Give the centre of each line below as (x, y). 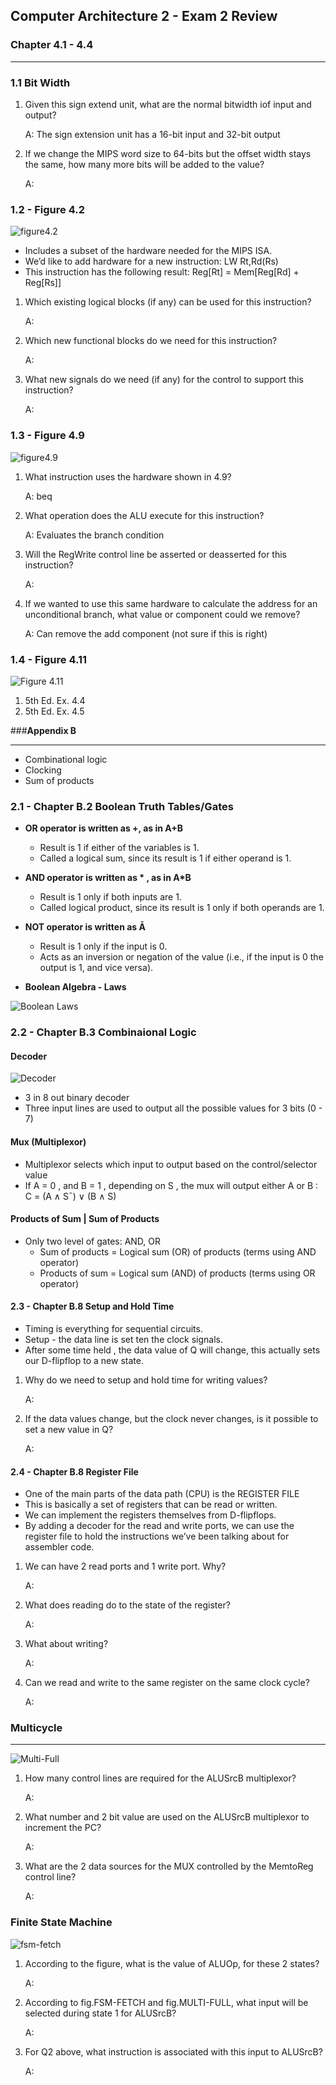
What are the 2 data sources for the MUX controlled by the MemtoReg (169, 1866)
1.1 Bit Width (40, 82)
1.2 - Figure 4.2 (47, 209)
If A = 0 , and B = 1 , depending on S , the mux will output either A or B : (171, 1185)
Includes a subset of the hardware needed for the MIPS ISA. (148, 251)
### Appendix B (43, 730)
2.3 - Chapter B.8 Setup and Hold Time (92, 1306)
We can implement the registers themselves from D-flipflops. (150, 1515)
